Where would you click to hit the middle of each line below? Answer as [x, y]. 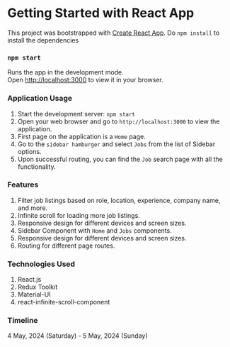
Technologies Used [41, 264]
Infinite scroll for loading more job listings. [79, 215]
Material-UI [34, 294]
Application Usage [40, 99]
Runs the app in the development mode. [65, 72]
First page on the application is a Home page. [82, 136]
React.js [29, 280]
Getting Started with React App [101, 13]
